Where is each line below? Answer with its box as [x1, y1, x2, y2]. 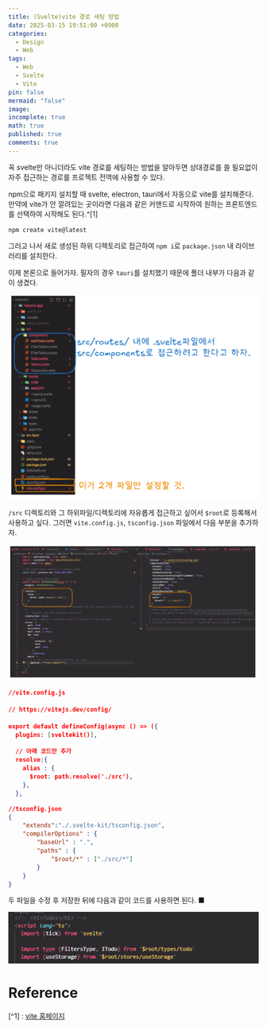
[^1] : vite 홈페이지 [8, 1011, 65, 1021]
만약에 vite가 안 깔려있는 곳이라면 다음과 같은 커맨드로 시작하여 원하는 [8, 199, 224, 208]
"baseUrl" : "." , [37, 839, 94, 847]
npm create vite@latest [8, 226, 87, 234]
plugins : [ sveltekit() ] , [15, 731, 98, 739]
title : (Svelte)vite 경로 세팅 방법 [8, 13, 120, 21]
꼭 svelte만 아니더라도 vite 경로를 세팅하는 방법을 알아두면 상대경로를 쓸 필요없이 [8, 162, 258, 172]
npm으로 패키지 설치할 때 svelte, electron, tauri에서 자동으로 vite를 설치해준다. [8, 189, 254, 199]
